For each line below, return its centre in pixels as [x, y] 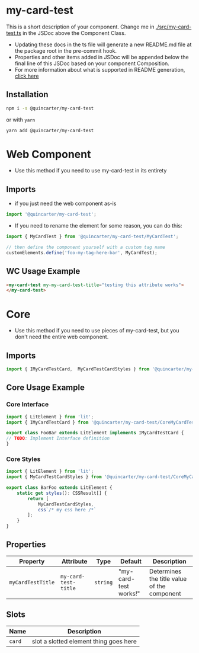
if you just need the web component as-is [65, 204]
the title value [168, 578]
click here [27, 76]
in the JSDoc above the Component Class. [74, 33]
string [104, 582]
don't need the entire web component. [62, 337]
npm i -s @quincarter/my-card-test [50, 108]
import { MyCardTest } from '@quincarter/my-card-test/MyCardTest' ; [92, 237]
